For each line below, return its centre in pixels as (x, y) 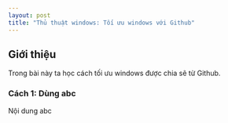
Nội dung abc (30, 110)
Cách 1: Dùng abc (42, 93)
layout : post (29, 15)
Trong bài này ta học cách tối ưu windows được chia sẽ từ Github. (114, 73)
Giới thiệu (32, 54)
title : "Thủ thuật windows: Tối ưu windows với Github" (101, 23)
